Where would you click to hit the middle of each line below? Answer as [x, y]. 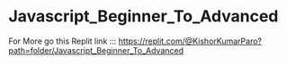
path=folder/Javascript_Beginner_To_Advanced [96, 50]
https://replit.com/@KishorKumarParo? [190, 41]
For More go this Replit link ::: [63, 41]
